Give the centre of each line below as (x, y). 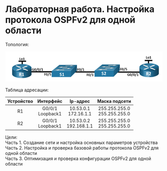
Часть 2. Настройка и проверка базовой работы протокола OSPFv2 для (82, 148)
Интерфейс (50, 101)
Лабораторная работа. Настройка (80, 9)
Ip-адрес (80, 101)
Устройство (20, 101)
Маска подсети (114, 101)
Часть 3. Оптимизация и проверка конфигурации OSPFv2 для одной (78, 158)
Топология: (17, 44)
